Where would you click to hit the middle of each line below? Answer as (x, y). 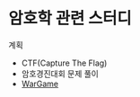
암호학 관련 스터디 (70, 18)
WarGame (40, 84)
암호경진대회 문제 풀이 (60, 74)
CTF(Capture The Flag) (64, 63)
